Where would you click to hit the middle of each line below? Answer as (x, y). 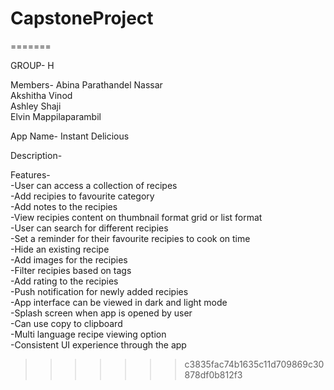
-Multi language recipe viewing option (88, 334)
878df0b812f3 (213, 374)
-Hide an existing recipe (60, 249)
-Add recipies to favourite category (82, 196)
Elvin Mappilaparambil (56, 116)
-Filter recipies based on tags (71, 270)
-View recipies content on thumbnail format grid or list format (136, 217)
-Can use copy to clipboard (66, 323)
